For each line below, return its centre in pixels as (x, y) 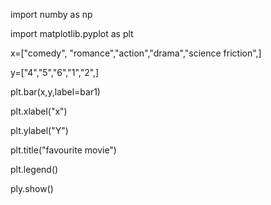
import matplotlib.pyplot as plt (72, 33)
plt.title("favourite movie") (63, 150)
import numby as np (51, 14)
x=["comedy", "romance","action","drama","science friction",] (136, 53)
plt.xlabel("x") (39, 111)
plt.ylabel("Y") (39, 130)
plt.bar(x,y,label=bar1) (55, 92)
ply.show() (32, 188)
